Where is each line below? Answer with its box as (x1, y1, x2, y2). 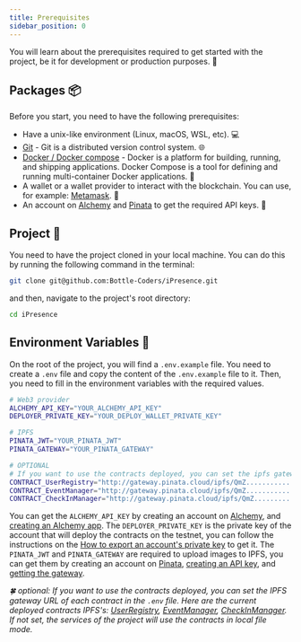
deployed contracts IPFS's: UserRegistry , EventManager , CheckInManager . (9, 605, 288, 616)
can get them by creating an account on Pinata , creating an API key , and (9, 558, 276, 569)
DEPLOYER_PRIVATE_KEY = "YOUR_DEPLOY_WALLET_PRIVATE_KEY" (9, 412, 222, 421)
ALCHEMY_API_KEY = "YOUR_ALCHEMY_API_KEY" (9, 403, 163, 413)
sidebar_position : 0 (9, 22, 87, 31)
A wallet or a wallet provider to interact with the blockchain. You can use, (21, 180, 292, 191)
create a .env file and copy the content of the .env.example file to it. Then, (9, 368, 282, 379)
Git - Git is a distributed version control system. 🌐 (21, 142, 206, 153)
